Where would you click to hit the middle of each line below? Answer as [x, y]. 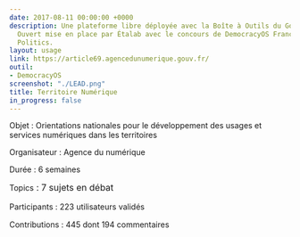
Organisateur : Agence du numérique [77, 152]
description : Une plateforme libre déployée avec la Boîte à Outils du [145, 26]
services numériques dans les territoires [83, 135]
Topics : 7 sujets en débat [62, 188]
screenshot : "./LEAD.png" [57, 84]
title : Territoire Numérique [63, 92]
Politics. [35, 42]
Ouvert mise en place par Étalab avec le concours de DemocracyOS [143, 34]
